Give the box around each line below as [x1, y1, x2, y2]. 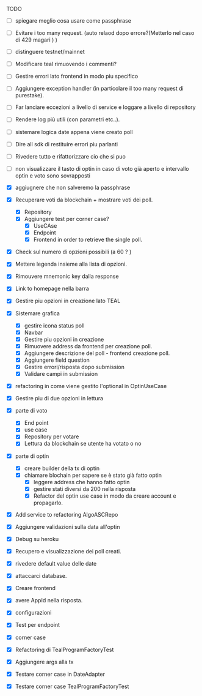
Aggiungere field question [24, 356, 90, 364]
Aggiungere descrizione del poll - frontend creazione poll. [24, 349, 170, 357]
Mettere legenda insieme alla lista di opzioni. [15, 260, 127, 268]
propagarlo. [33, 499, 63, 506]
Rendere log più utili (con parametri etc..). [15, 116, 120, 123]
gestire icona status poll [24, 321, 85, 329]
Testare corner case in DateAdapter [15, 670, 106, 678]
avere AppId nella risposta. [15, 597, 83, 604]
